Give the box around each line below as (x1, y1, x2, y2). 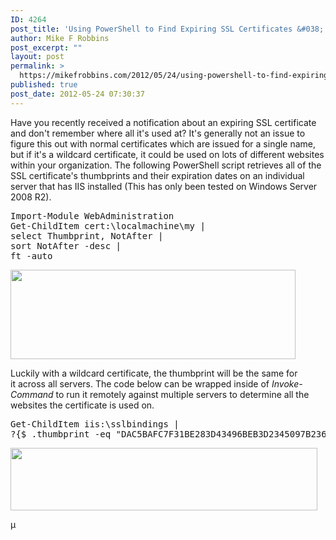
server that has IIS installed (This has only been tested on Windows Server (10, 180, 318, 192)
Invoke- (271, 377, 303, 390)
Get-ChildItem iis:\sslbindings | (10, 418, 180, 430)
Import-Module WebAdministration (10, 210, 175, 221)
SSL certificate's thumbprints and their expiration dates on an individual (10, 169, 305, 181)
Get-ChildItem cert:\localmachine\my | (10, 220, 206, 231)
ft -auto (10, 250, 53, 261)
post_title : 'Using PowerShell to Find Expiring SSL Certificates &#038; (10, 24, 325, 34)
